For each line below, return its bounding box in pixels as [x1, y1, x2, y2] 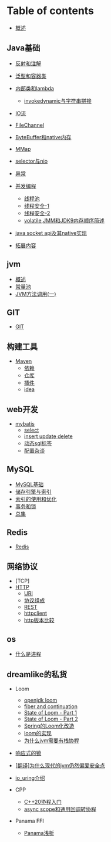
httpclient [23, 609, 48, 617]
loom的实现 [23, 730, 52, 737]
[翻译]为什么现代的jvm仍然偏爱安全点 [15, 762, 105, 769]
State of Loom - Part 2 [23, 715, 78, 723]
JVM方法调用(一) [15, 290, 56, 297]
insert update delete [23, 433, 73, 440]
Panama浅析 [23, 830, 55, 837]
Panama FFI [15, 817, 45, 824]
